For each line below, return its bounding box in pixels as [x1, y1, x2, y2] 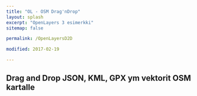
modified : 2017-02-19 [6, 47, 60, 52]
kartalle [6, 82, 35, 92]
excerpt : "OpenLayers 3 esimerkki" [6, 19, 94, 25]
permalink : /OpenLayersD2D [6, 36, 73, 42]
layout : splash [6, 14, 44, 20]
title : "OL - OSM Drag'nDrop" [6, 8, 81, 15]
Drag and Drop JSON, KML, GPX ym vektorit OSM [6, 73, 191, 83]
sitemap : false [6, 25, 44, 31]
